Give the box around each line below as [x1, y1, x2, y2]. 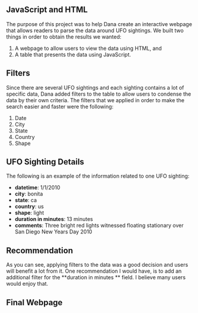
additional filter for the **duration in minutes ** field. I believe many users [6, 274, 186, 281]
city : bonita [14, 190, 43, 198]
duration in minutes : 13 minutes [14, 216, 93, 223]
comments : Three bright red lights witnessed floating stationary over [14, 222, 184, 229]
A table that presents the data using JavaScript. [14, 50, 132, 58]
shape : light [14, 209, 44, 216]
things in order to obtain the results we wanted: [6, 33, 122, 40]
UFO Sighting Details [6, 157, 85, 167]
